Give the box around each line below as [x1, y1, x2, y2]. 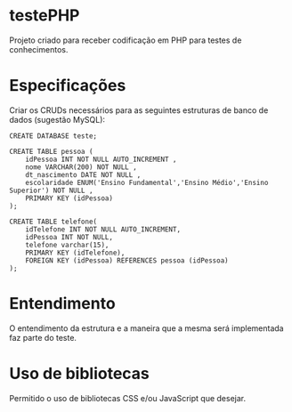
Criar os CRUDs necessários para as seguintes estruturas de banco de [9, 104, 269, 116]
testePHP [9, 5, 80, 26]
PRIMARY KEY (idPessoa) [25, 193, 114, 203]
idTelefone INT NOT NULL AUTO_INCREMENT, [25, 224, 181, 234]
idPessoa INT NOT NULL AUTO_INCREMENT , [25, 155, 177, 164]
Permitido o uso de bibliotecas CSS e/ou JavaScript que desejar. [9, 392, 247, 403]
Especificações [9, 76, 126, 96]
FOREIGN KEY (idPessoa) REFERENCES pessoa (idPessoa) [25, 255, 229, 265]
